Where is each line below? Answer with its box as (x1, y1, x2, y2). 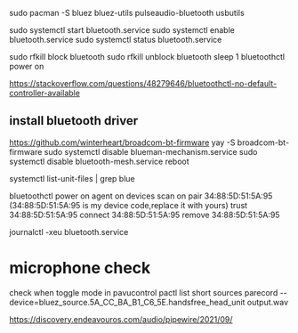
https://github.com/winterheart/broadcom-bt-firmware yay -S (9, 137, 236, 148)
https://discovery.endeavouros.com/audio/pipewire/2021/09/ (9, 313, 233, 324)
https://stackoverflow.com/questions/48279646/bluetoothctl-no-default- (9, 78, 278, 88)
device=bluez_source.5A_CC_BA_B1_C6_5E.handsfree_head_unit (9, 296, 246, 307)
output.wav (246, 296, 289, 307)
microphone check (9, 258, 151, 278)
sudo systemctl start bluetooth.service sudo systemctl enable (9, 25, 236, 35)
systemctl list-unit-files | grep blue (9, 173, 135, 183)
